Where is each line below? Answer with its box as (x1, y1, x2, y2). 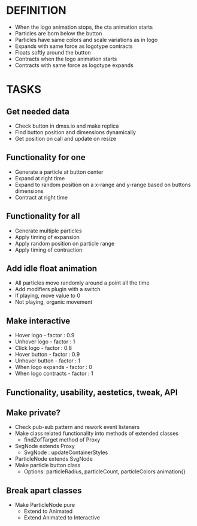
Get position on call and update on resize (14, 135, 117, 142)
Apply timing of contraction (14, 246, 83, 253)
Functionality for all (6, 211, 80, 222)
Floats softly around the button (14, 49, 91, 56)
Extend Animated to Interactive (23, 514, 101, 521)
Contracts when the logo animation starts (14, 55, 117, 62)
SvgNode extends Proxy (14, 443, 75, 450)
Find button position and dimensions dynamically (14, 128, 137, 135)
